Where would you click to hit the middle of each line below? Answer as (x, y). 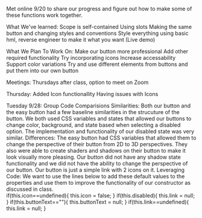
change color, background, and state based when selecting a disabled (93, 125)
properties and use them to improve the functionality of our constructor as (99, 183)
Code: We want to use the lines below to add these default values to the (96, 176)
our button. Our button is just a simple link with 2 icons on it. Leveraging (96, 170)
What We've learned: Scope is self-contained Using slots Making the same (99, 27)
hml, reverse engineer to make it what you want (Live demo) (81, 40)
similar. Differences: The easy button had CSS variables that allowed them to (101, 138)
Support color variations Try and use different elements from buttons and (97, 64)
